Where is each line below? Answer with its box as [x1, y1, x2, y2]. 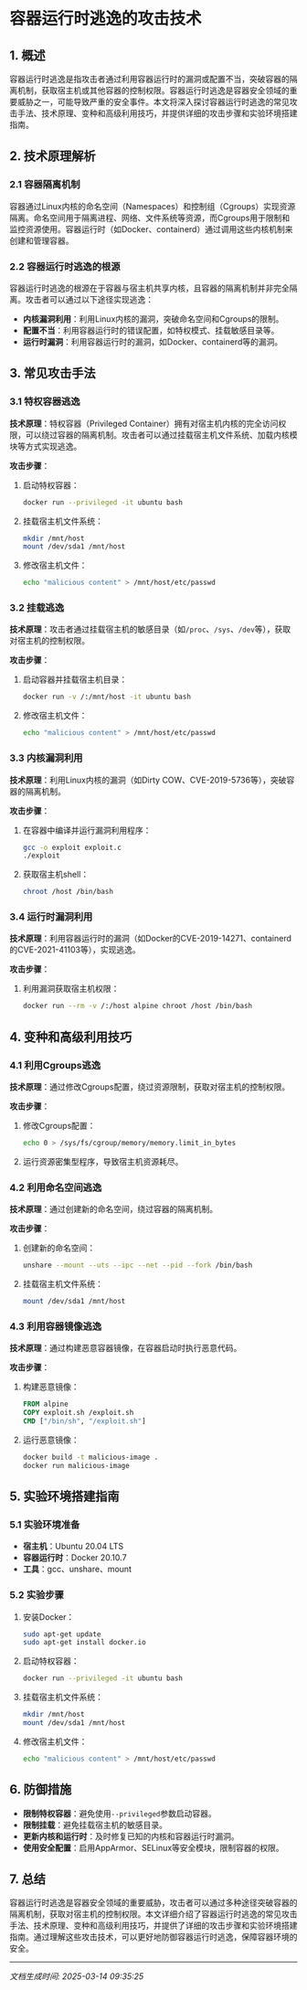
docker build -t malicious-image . [22, 1453, 159, 1462]
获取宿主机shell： [22, 869, 90, 880]
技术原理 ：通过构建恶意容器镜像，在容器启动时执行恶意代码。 [9, 1343, 242, 1354]
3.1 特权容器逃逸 [9, 395, 80, 408]
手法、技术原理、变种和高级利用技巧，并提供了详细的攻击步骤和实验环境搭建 [9, 1921, 298, 1931]
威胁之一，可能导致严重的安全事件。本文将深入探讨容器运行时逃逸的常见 [16, 97, 290, 107]
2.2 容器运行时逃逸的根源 [9, 260, 121, 272]
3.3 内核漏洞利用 [9, 751, 83, 764]
